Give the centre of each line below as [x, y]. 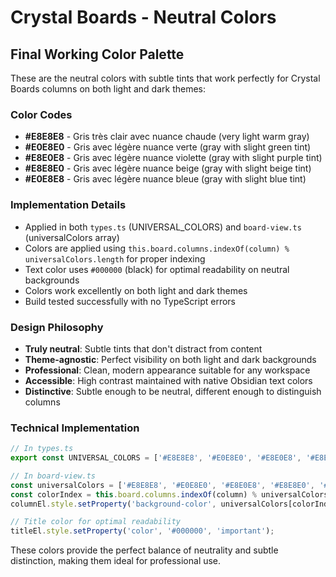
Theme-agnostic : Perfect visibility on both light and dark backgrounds [170, 359]
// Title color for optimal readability [96, 522]
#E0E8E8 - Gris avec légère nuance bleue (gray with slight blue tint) [165, 179]
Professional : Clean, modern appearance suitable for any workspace [167, 370]
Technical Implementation [75, 428]
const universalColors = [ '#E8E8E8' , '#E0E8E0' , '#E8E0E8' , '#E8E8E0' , [162, 485]
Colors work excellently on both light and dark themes [136, 290]
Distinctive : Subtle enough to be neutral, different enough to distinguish [173, 391]
